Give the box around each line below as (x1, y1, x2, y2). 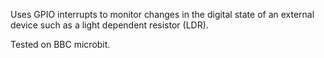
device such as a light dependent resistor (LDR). (10, 19, 209, 31)
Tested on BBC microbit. (10, 39, 111, 50)
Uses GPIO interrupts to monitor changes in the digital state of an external (10, 9, 315, 20)
